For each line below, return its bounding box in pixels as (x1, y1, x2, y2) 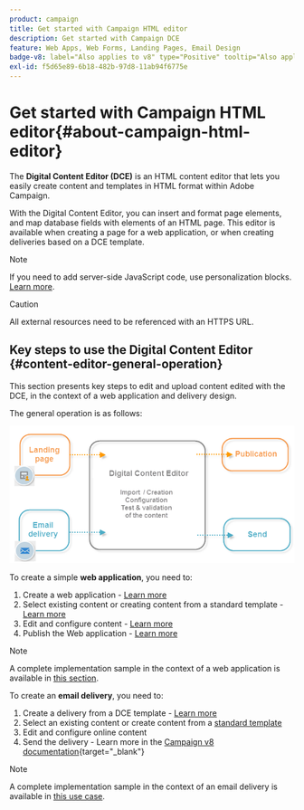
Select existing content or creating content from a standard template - (22, 599, 284, 610)
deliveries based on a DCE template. (9, 236, 145, 247)
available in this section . (9, 672, 100, 683)
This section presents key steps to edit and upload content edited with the (9, 380, 286, 391)
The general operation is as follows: (9, 407, 143, 418)
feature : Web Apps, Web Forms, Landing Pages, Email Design (9, 43, 242, 52)
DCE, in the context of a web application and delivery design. (9, 390, 237, 401)
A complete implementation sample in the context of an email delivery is (9, 781, 278, 792)
